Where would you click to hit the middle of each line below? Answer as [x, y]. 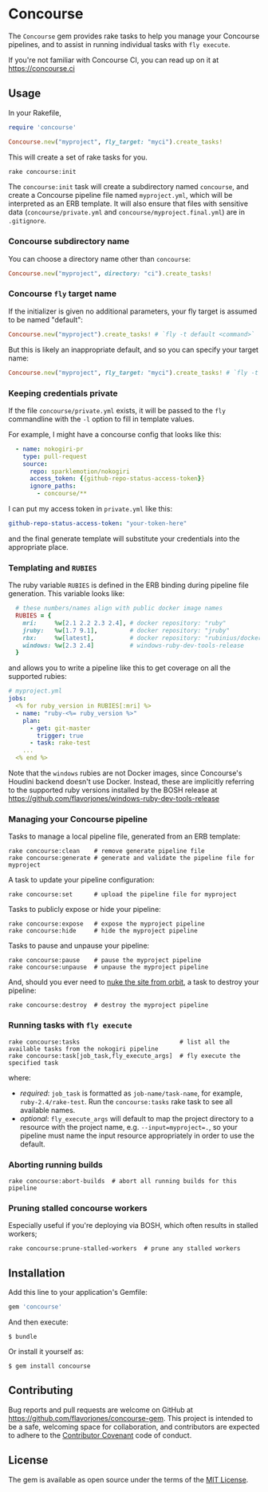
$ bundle [23, 1336]
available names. [47, 1110]
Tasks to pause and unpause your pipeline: [79, 945]
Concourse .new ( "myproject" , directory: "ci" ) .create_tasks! [110, 273]
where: [20, 1077]
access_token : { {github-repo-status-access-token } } [117, 479]
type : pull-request [55, 456]
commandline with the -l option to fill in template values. [102, 419]
